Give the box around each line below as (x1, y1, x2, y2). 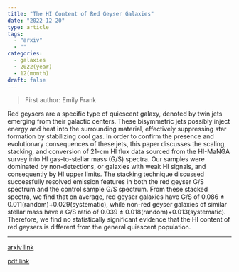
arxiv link (7, 243, 34, 252)
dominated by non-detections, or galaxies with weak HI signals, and (7, 163, 206, 171)
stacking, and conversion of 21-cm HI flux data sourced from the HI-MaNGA (7, 147, 230, 156)
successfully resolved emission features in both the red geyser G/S (7, 178, 204, 186)
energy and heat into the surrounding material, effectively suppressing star (7, 125, 227, 134)
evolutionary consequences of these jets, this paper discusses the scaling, (7, 140, 226, 148)
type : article (7, 23, 50, 31)
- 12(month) (14, 70, 50, 77)
